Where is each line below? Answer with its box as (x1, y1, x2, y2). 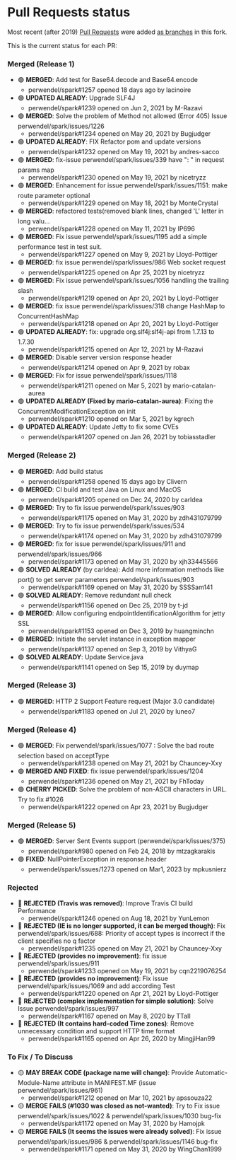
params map (17, 166, 54, 174)
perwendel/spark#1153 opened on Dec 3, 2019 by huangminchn (28, 627, 214, 635)
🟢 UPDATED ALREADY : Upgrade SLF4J (17, 93, 136, 103)
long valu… (17, 217, 50, 226)
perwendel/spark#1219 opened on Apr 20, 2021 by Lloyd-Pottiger (28, 294, 219, 303)
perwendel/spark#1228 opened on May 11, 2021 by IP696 (28, 224, 196, 233)
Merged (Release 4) (7, 724, 76, 734)
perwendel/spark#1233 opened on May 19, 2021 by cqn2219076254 (28, 966, 227, 975)
